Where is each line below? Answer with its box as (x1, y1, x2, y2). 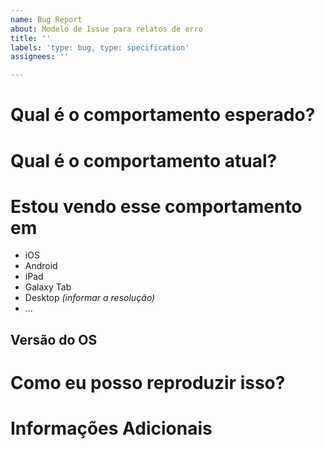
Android (24, 260, 58, 272)
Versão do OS (10, 331, 98, 348)
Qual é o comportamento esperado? (10, 104, 316, 126)
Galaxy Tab (24, 281, 72, 293)
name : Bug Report (10, 14, 83, 25)
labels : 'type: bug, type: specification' (10, 42, 190, 53)
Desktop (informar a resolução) (24, 292, 156, 304)
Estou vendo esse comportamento (10, 195, 303, 218)
